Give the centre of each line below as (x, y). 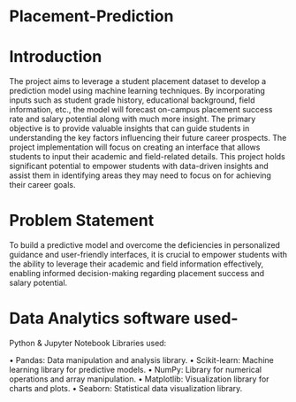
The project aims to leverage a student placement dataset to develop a (138, 81)
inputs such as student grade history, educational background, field (132, 100)
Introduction (56, 57)
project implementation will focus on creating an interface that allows (135, 147)
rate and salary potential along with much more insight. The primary (133, 119)
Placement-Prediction (91, 16)
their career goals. (42, 185)
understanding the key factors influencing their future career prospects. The (148, 138)
